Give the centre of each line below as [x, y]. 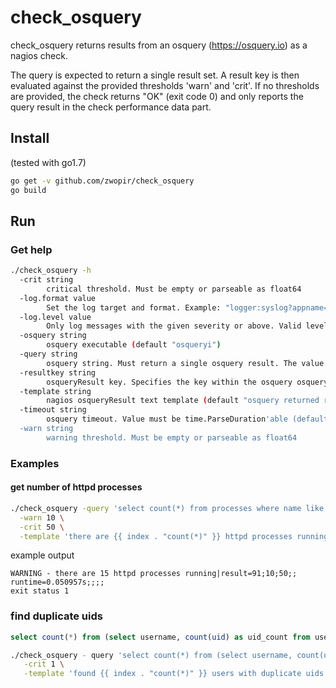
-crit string [46, 280]
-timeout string [53, 410]
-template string [55, 391]
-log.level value [55, 317]
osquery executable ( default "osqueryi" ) [134, 345]
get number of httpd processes [76, 487]
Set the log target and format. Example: [134, 307]
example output [42, 555]
